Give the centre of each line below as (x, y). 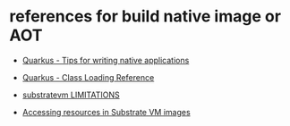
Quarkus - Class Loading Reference (88, 77)
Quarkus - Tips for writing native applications (106, 60)
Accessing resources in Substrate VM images (106, 112)
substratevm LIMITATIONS (71, 95)
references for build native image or (145, 17)
